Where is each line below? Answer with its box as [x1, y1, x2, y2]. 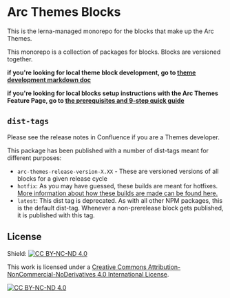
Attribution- [147, 263, 181, 271]
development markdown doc [7, 75, 92, 83]
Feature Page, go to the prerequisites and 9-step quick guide [7, 96, 185, 104]
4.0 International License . [97, 270, 169, 278]
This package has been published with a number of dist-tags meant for [7, 146, 209, 155]
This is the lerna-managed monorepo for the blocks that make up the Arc [7, 27, 215, 35]
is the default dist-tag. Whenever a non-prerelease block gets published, [17, 203, 224, 212]
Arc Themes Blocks [7, 4, 121, 20]
